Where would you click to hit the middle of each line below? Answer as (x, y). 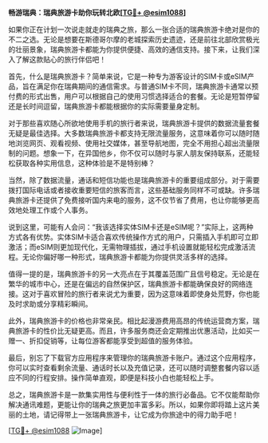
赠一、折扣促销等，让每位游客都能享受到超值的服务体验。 (102, 341)
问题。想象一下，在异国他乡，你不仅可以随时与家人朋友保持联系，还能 (137, 153)
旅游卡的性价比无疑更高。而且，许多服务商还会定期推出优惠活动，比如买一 (137, 331)
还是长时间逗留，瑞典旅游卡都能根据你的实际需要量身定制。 (106, 106)
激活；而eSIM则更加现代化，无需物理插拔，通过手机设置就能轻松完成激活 (128, 247)
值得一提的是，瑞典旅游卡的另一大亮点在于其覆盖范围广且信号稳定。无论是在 (134, 274)
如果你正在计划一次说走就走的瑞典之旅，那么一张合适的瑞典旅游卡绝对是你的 (134, 30)
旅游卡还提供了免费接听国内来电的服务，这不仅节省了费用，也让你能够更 (134, 200)
